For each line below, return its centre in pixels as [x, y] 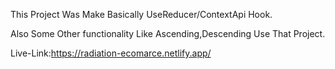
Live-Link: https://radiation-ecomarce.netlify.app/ [111, 53]
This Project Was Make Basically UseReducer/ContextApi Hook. [141, 14]
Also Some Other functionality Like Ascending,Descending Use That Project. [168, 33]
